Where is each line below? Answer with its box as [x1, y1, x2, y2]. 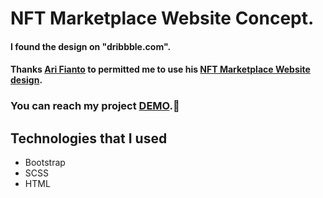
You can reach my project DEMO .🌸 [10, 99, 180, 113]
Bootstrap [24, 157, 66, 169]
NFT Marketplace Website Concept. [10, 7, 315, 30]
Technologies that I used [10, 130, 168, 147]
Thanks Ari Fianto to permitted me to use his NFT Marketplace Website [10, 63, 311, 76]
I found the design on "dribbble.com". [10, 40, 172, 52]
